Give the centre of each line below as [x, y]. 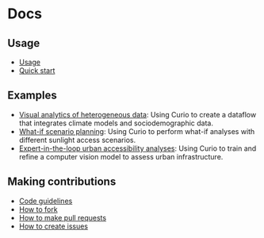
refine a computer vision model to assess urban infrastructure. [121, 156]
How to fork [38, 209]
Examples [32, 96]
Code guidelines [46, 201]
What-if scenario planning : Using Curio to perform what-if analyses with [137, 131]
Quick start [37, 71]
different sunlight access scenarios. [77, 140]
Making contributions [62, 182]
